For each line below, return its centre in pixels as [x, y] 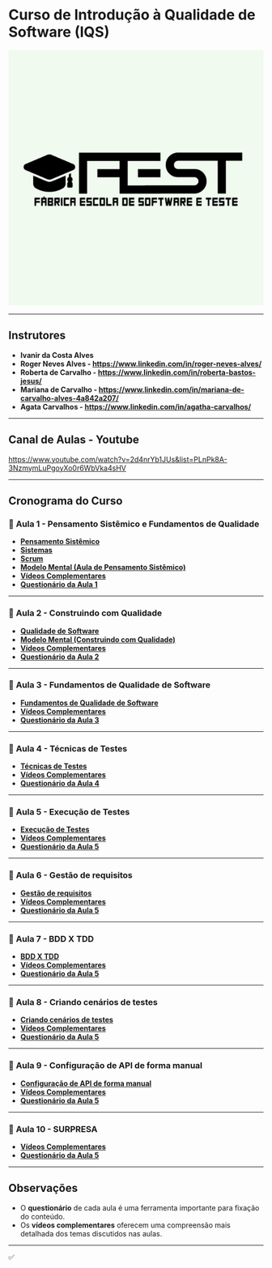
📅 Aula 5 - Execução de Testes [69, 812]
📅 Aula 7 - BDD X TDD [51, 938]
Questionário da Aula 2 [59, 657]
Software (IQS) [59, 32]
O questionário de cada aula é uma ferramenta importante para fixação [140, 1207]
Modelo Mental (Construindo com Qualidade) [98, 639]
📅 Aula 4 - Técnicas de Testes [68, 748]
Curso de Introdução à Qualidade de [132, 15]
